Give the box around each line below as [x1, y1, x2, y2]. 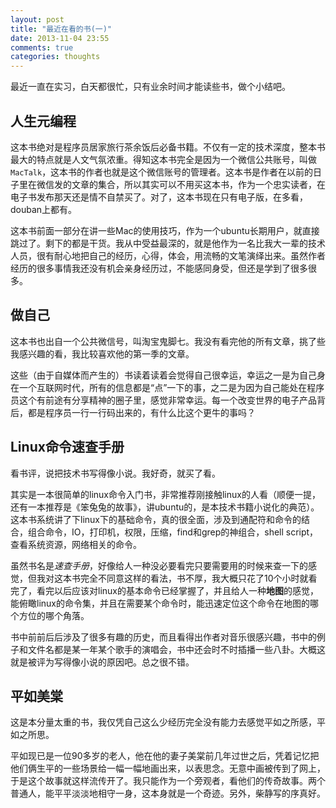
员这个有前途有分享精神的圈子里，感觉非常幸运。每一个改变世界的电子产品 [10, 394, 317, 406]
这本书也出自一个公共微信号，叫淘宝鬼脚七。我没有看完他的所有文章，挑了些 [10, 335, 326, 347]
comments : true [10, 42, 74, 53]
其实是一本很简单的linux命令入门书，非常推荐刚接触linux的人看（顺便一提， [10, 488, 321, 500]
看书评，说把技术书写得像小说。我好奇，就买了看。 [10, 467, 221, 479]
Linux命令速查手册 [10, 439, 125, 456]
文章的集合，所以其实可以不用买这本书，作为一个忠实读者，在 [71, 178, 326, 190]
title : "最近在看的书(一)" [10, 24, 113, 34]
